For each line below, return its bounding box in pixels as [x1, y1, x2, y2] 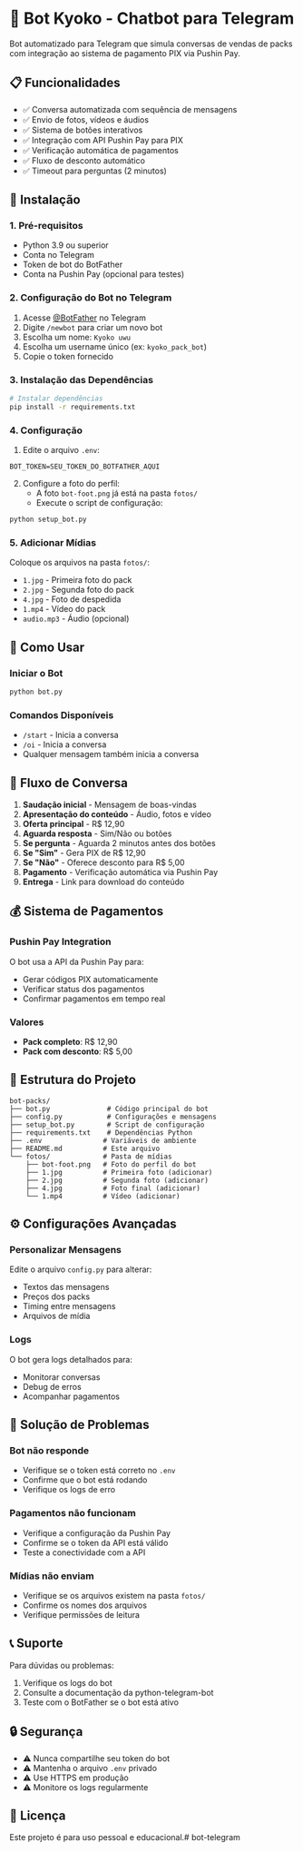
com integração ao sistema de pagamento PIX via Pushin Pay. [9, 47, 240, 58]
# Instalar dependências [9, 394, 103, 403]
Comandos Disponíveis [9, 708, 114, 721]
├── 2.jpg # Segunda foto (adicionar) [25, 1176, 209, 1185]
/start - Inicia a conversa [22, 730, 120, 741]
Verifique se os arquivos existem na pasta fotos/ [22, 1590, 206, 1601]
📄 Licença [9, 1808, 66, 1823]
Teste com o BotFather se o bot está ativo [22, 1697, 180, 1708]
